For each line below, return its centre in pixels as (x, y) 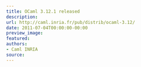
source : (16, 55)
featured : (18, 38)
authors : (17, 44)
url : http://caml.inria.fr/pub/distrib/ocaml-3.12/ (70, 22)
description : (22, 17)
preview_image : (25, 33)
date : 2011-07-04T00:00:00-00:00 (47, 28)
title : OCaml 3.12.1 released (43, 11)
